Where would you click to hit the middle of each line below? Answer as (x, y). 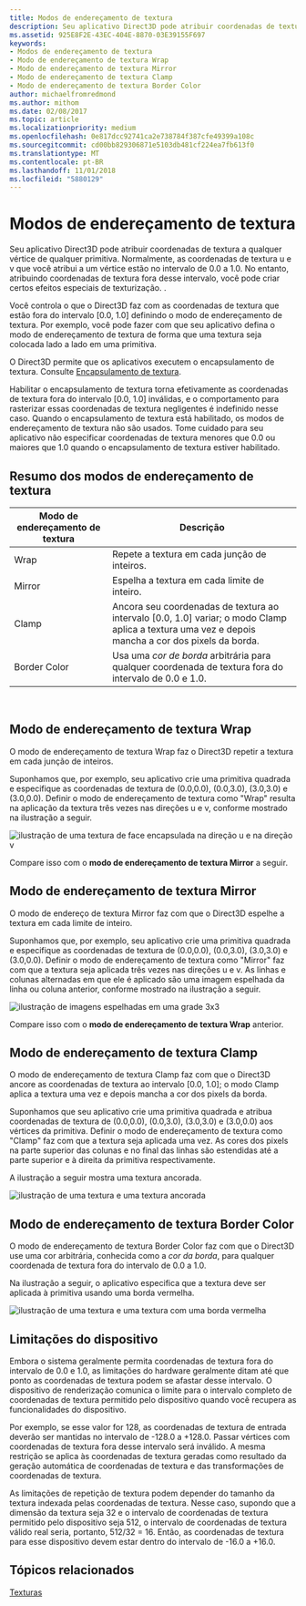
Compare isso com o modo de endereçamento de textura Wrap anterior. (147, 1024)
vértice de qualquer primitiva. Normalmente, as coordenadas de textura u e (150, 259)
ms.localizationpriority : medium (73, 129)
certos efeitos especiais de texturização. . (88, 288)
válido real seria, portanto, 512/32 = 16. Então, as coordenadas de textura (147, 1532)
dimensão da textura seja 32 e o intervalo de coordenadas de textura (139, 1513)
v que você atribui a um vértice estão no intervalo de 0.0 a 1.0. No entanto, (149, 269)
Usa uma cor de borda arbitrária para (192, 655)
